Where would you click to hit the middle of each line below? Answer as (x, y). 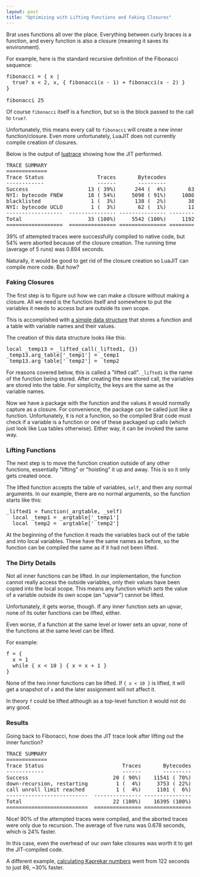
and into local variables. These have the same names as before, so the (93, 541)
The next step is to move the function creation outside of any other (88, 463)
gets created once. (29, 476)
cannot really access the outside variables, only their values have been (93, 582)
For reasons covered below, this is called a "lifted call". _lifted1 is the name (99, 372)
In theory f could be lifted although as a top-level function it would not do (96, 701)
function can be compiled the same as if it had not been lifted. (82, 548)
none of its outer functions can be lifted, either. (64, 613)
